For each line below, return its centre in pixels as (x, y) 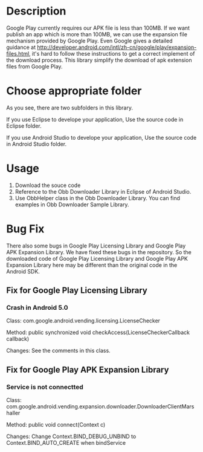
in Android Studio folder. (37, 144)
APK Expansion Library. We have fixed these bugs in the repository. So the (99, 252)
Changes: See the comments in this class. (58, 351)
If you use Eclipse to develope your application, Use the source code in (95, 119)
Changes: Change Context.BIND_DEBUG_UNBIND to (71, 436)
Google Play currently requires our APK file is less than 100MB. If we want (98, 28)
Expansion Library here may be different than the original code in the (92, 265)
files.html (18, 53)
